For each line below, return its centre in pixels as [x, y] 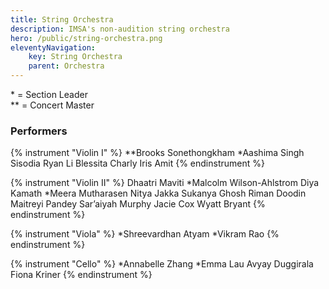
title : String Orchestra [62, 19]
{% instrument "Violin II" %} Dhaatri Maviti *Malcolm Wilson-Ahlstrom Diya [165, 183]
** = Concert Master [52, 105]
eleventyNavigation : [53, 47]
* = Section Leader [49, 94]
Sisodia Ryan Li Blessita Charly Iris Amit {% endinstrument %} [137, 163]
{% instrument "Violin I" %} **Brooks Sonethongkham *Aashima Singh [157, 153]
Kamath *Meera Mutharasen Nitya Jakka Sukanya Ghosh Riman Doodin [158, 193]
